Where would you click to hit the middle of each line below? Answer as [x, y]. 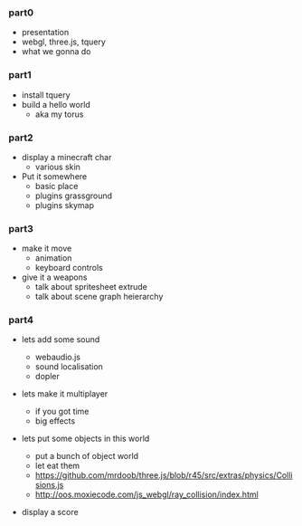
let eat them [57, 466]
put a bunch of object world [87, 456]
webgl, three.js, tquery [63, 42]
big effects [55, 421]
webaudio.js [57, 357]
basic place [57, 186]
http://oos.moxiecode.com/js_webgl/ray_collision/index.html [146, 494]
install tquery [46, 95]
